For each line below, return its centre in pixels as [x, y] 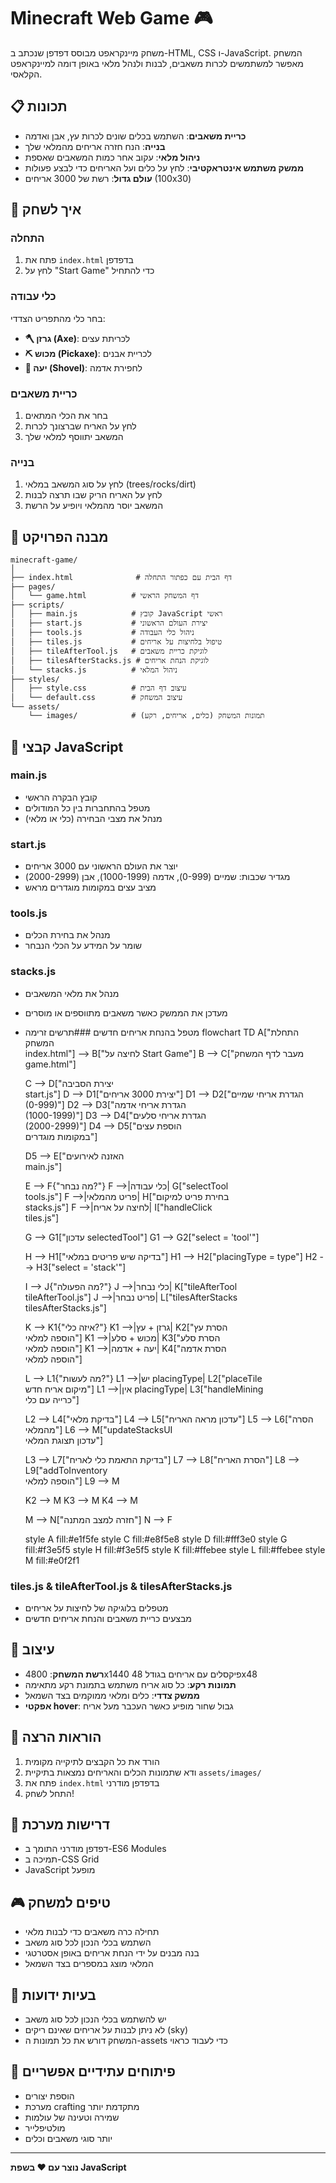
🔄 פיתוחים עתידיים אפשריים [93, 2071]
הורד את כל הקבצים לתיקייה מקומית [92, 1761]
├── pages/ [33, 587]
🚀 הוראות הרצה [56, 1737]
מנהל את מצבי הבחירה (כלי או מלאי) [93, 818]
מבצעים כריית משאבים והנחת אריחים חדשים [108, 1619]
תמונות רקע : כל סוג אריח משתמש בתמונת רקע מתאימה [130, 1684]
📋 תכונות [39, 106]
